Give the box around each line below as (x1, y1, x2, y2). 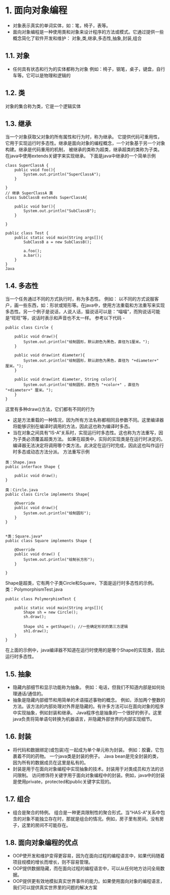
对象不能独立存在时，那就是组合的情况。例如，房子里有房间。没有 (21, 816, 160, 822)
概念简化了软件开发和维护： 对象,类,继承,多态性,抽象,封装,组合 (12, 35, 142, 41)
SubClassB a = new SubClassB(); (23, 240, 92, 245)
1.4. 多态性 (5, 281, 39, 290)
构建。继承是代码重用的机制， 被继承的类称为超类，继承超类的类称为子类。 (5, 146, 162, 153)
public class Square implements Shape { (5, 539, 92, 544)
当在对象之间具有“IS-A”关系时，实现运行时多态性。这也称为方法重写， (12, 430, 159, 436)
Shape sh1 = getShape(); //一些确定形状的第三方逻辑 (23, 624, 128, 630)
